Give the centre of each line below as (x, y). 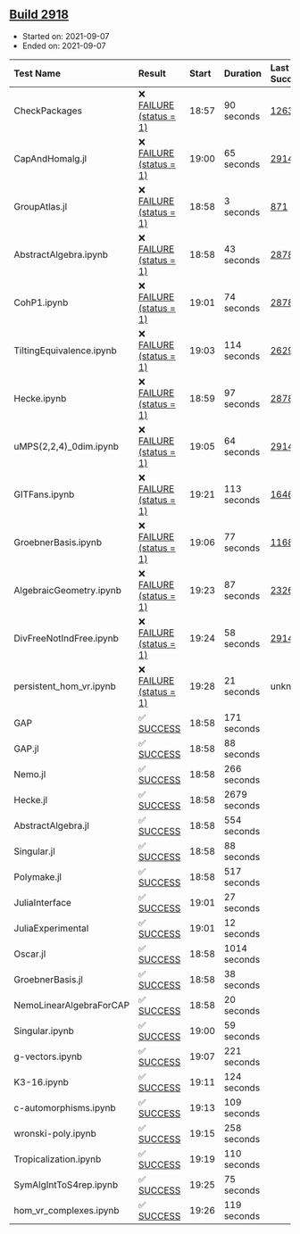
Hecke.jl (31, 799)
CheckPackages (48, 111)
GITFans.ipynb (44, 494)
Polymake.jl (38, 876)
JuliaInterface (42, 902)
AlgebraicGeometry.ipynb (68, 590)
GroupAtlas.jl (41, 206)
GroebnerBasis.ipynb (58, 542)
